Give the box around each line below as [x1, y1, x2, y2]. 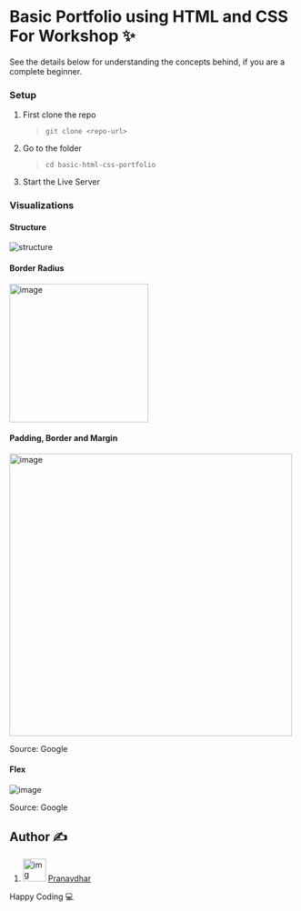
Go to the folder [22, 143, 82, 154]
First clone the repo [22, 109, 96, 120]
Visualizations [9, 199, 75, 212]
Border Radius [9, 262, 65, 274]
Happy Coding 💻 [9, 891, 75, 902]
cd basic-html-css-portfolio [45, 161, 156, 170]
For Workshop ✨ [9, 25, 136, 46]
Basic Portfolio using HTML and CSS [9, 6, 289, 27]
